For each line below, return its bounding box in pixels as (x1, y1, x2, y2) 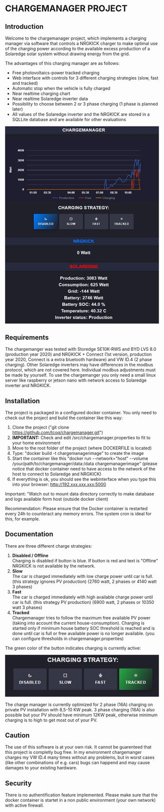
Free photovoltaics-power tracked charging (12, 70, 100, 76)
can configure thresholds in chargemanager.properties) (12, 636, 124, 641)
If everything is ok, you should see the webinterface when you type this (12, 476, 156, 482)
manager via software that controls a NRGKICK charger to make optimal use (5, 41, 158, 46)
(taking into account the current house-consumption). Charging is (12, 620, 145, 626)
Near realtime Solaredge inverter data (12, 96, 88, 102)
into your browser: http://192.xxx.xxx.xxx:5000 (12, 482, 106, 488)
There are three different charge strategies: (5, 543, 92, 549)
